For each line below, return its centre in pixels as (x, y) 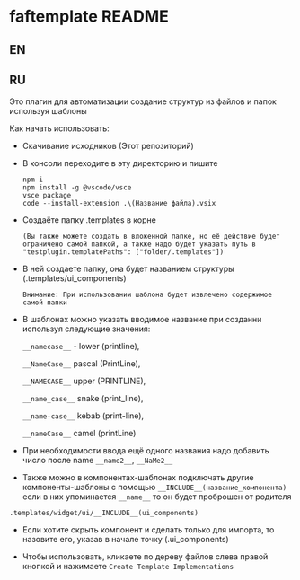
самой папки (44, 303)
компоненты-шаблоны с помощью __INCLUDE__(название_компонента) (154, 488)
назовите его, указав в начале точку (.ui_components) (125, 540)
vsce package (47, 196)
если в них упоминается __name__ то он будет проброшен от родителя (157, 497)
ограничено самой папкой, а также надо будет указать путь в (139, 244)
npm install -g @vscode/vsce (77, 188)
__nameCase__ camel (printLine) (79, 434)
